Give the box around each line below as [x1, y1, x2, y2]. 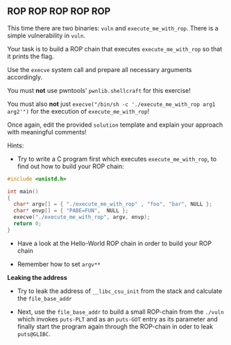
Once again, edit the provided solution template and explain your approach [7, 121, 223, 129]
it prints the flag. [7, 52, 54, 60]
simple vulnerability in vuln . [7, 31, 85, 39]
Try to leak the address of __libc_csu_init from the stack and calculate [17, 287, 223, 295]
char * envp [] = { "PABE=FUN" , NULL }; [13, 207, 129, 214]
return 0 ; [13, 220, 42, 227]
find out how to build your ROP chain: [17, 162, 124, 170]
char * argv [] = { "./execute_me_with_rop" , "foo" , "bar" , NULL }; [13, 201, 213, 208]
